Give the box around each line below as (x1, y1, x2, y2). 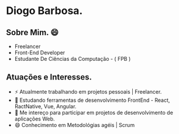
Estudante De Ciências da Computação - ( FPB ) (14, 56, 131, 62)
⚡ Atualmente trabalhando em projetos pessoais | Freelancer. (14, 88, 162, 95)
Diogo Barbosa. (6, 4, 83, 18)
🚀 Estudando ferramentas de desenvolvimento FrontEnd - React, (14, 97, 170, 104)
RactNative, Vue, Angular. (14, 102, 77, 109)
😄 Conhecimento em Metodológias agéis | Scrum (14, 121, 135, 128)
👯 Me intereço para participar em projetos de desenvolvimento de (14, 109, 174, 116)
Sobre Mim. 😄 (6, 28, 59, 37)
